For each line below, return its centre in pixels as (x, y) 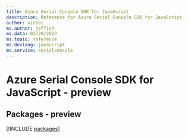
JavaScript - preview (59, 92)
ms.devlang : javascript (36, 45)
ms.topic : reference (32, 39)
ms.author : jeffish (30, 28)
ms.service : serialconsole (40, 51)
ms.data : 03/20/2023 (32, 34)
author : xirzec (25, 23)
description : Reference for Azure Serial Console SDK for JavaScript (94, 17)
